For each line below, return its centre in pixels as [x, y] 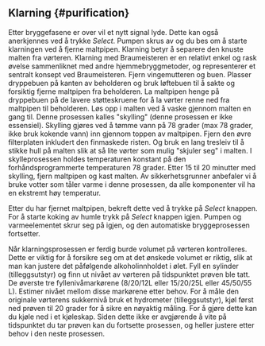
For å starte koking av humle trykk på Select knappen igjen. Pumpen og [125, 216]
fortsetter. [25, 233]
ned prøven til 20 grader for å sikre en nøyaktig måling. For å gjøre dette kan [133, 308]
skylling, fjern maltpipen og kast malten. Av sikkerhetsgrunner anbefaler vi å [132, 176]
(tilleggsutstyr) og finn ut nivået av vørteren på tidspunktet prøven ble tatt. [129, 274]
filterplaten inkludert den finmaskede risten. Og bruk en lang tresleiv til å [126, 142]
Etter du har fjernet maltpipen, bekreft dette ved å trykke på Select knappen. [133, 208]
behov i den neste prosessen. [57, 333]
